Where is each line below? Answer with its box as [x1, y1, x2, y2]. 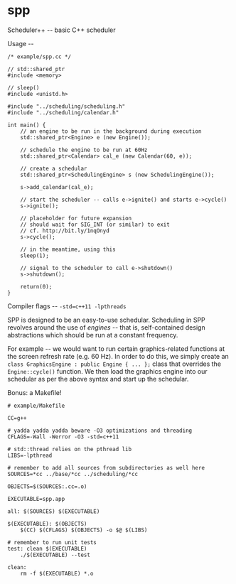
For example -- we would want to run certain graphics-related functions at [7, 344, 225, 353]
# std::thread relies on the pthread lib [7, 445, 132, 453]
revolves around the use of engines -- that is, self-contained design [7, 323, 205, 332]
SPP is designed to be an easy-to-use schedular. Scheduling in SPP [7, 315, 206, 324]
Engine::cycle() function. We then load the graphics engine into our [7, 367, 208, 375]
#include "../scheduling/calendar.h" [7, 109, 119, 116]
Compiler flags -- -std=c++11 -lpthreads [7, 301, 127, 310]
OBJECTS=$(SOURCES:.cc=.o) [7, 482, 87, 490]
